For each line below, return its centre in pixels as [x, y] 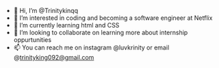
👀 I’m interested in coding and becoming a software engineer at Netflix [113, 18]
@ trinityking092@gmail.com [54, 57]
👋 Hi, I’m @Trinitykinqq [46, 11]
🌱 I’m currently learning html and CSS [66, 25]
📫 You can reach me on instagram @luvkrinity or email [91, 47]
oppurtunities [33, 40]
